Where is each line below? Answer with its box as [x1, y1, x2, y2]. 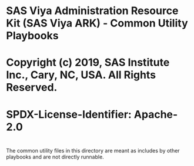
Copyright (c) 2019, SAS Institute [6, 56, 170, 69]
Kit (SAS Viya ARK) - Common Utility [6, 16, 188, 30]
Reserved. [6, 81, 58, 94]
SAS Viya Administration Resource [6, 4, 179, 18]
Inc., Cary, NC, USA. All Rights [6, 69, 156, 82]
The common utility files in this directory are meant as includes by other [6, 147, 180, 154]
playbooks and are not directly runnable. [6, 153, 104, 160]
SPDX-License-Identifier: [6, 107, 132, 121]
